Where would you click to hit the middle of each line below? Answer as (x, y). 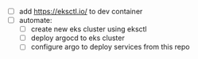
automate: (35, 20)
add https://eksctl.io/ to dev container (81, 11)
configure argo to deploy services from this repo (110, 47)
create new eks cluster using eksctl (89, 29)
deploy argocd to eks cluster (78, 38)
